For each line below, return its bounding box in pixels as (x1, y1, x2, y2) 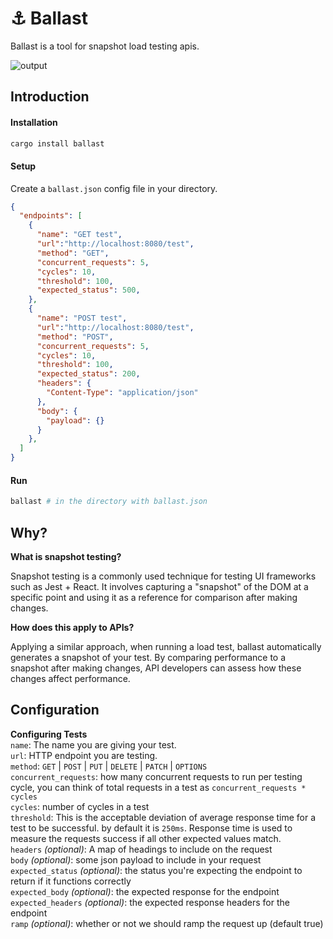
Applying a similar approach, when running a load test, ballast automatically (10, 641, 322, 652)
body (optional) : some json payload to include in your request (10, 853, 262, 866)
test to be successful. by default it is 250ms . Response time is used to (10, 822, 293, 834)
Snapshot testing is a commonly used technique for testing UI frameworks (10, 570, 317, 582)
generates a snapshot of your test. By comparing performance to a (10, 652, 287, 663)
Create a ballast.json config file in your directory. (10, 182, 218, 194)
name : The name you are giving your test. (10, 738, 177, 751)
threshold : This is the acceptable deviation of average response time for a (10, 811, 317, 823)
